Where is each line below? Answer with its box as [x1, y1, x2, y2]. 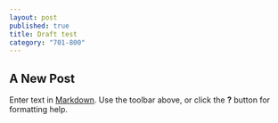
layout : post [9, 12, 58, 22]
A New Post [9, 70, 76, 86]
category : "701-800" [9, 37, 86, 47]
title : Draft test [9, 29, 78, 38]
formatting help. [9, 104, 69, 115]
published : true [9, 21, 69, 30]
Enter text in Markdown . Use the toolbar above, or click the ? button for [9, 94, 270, 105]
